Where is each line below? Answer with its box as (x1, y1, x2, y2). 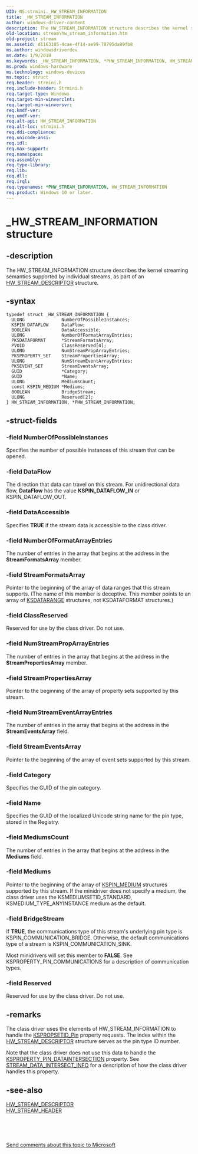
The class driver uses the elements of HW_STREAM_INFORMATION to (6, 1025, 176, 1033)
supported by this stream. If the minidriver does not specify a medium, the (6, 887, 187, 894)
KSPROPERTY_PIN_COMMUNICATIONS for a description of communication (6, 958, 189, 965)
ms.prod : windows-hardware (6, 63, 72, 70)
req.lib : (6, 167, 28, 174)
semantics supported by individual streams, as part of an (6, 272, 144, 280)
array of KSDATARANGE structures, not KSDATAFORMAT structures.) (6, 597, 174, 604)
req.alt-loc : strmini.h (6, 124, 65, 130)
